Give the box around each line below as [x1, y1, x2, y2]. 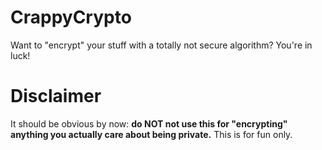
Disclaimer [10, 85, 102, 108]
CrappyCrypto [10, 6, 132, 29]
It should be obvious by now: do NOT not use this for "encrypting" [10, 117, 288, 130]
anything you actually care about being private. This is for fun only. [10, 128, 293, 140]
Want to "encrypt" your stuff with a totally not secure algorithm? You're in [10, 39, 313, 51]
